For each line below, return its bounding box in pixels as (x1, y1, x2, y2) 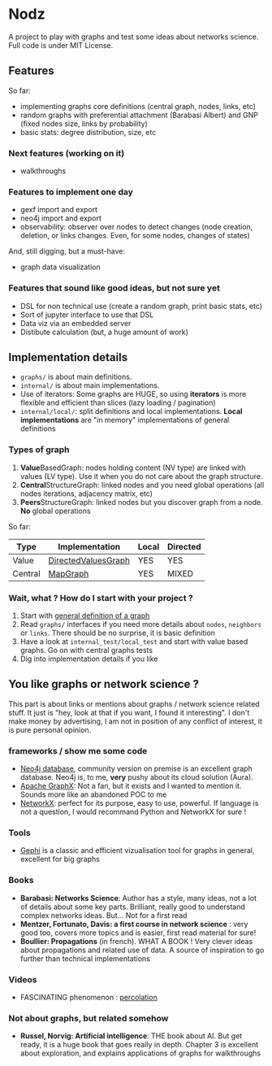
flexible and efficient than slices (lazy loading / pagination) (19, 398, 217, 407)
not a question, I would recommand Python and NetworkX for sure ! (19, 807, 247, 817)
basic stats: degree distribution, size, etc (19, 127, 157, 137)
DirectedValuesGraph (48, 555, 130, 566)
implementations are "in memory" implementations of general (19, 416, 230, 425)
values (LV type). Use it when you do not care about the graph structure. (19, 471, 263, 481)
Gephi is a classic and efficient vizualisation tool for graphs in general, (19, 846, 255, 855)
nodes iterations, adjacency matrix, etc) (19, 489, 153, 498)
